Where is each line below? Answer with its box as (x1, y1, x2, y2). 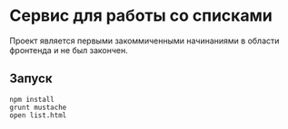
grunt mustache (9, 103, 67, 112)
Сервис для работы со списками (9, 5, 273, 26)
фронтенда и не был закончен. (9, 44, 129, 55)
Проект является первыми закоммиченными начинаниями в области (9, 35, 280, 46)
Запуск (9, 71, 53, 87)
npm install (9, 95, 55, 104)
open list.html (9, 110, 67, 120)
